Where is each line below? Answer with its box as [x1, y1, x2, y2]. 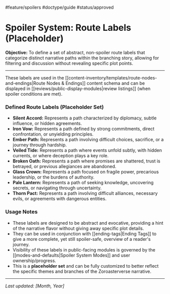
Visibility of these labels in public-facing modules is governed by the [12, 246, 156, 253]
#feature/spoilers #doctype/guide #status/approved [5, 5, 114, 10]
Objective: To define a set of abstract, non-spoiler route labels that [5, 49, 145, 55]
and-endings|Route [5, 80, 46, 86]
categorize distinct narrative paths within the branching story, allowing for [5, 55, 159, 61]
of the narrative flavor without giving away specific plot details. [12, 225, 144, 231]
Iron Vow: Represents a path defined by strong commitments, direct [12, 126, 155, 132]
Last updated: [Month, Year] [5, 283, 65, 289]
